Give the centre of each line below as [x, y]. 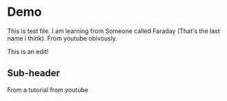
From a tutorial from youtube [48, 89]
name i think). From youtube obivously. [62, 38]
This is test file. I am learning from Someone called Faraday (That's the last [113, 31]
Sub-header [34, 73]
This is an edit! [28, 52]
